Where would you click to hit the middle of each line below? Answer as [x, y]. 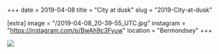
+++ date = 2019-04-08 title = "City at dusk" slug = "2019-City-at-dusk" [110, 10]
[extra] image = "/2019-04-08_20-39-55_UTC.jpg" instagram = [96, 23]
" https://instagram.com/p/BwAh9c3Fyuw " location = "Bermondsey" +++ [110, 30]
